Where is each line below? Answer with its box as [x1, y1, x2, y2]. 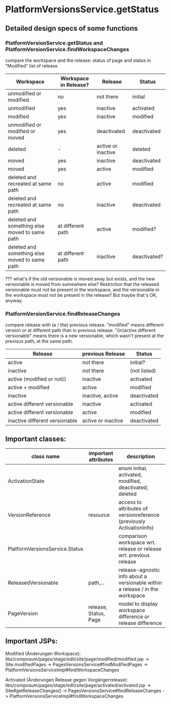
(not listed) [130, 367, 156, 375]
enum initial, [118, 465, 148, 472]
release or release [118, 545, 162, 552]
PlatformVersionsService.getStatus [5, 4, 159, 15]
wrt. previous [118, 552, 150, 559]
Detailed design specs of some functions [5, 24, 138, 33]
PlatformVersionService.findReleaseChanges [5, 310, 121, 317]
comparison [118, 532, 148, 539]
